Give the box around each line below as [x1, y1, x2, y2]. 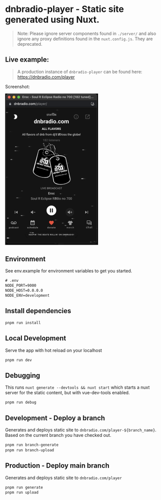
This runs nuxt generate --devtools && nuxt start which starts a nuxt [5, 384, 150, 391]
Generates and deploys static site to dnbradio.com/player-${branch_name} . [5, 427, 157, 433]
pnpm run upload [5, 490, 39, 495]
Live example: [5, 56, 50, 64]
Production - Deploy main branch [5, 461, 110, 470]
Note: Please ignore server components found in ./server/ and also [17, 30, 157, 36]
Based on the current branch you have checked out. [5, 432, 111, 438]
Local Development [5, 334, 66, 342]
